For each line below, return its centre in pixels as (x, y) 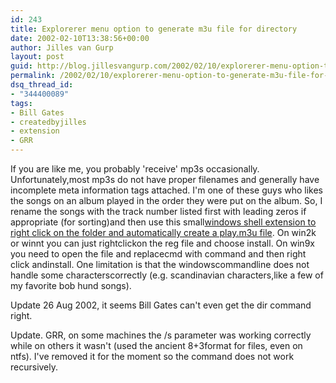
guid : (21, 66)
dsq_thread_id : (42, 85)
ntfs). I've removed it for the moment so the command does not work (152, 356)
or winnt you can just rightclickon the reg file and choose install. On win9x (162, 243)
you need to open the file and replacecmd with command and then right (158, 254)
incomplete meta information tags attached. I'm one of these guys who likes (167, 190)
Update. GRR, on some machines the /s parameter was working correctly (161, 335)
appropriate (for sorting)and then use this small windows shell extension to (163, 222)
